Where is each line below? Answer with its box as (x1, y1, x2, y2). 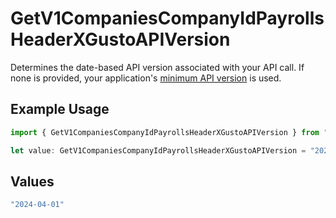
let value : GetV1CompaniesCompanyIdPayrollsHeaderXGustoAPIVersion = (10, 145, 307, 156)
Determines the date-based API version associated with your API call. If (10, 61, 305, 73)
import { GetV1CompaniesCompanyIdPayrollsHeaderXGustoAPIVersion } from (10, 127, 320, 137)
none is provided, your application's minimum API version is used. (10, 72, 282, 84)
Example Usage (10, 101, 110, 118)
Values (10, 173, 55, 190)
